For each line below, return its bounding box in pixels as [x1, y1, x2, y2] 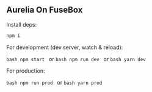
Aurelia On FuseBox [6, 5, 83, 15]
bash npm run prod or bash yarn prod [6, 79, 103, 86]
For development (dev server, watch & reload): [6, 44, 123, 51]
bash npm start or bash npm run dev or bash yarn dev [6, 55, 147, 62]
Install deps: [6, 21, 37, 28]
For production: [6, 67, 45, 74]
